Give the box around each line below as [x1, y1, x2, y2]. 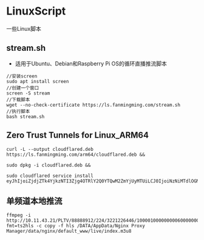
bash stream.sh [6, 113, 45, 119]
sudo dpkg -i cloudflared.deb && [6, 162, 91, 168]
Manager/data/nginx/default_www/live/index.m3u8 [6, 228, 132, 235]
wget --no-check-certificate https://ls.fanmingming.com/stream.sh [6, 102, 181, 108]
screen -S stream [6, 90, 50, 96]
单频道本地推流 [6, 196, 63, 206]
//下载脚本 [6, 96, 30, 102]
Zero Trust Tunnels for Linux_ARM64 [6, 130, 149, 141]
